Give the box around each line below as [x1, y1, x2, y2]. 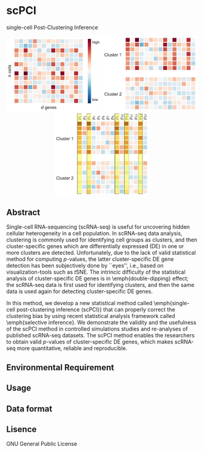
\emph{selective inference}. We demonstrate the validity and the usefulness [6, 319, 197, 326]
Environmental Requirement [6, 362, 115, 373]
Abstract [6, 207, 41, 217]
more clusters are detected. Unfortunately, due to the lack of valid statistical [6, 249, 196, 257]
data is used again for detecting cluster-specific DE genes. [6, 288, 153, 295]
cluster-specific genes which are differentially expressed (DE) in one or [6, 243, 184, 250]
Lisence [6, 424, 37, 434]
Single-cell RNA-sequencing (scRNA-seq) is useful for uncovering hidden [6, 223, 190, 231]
